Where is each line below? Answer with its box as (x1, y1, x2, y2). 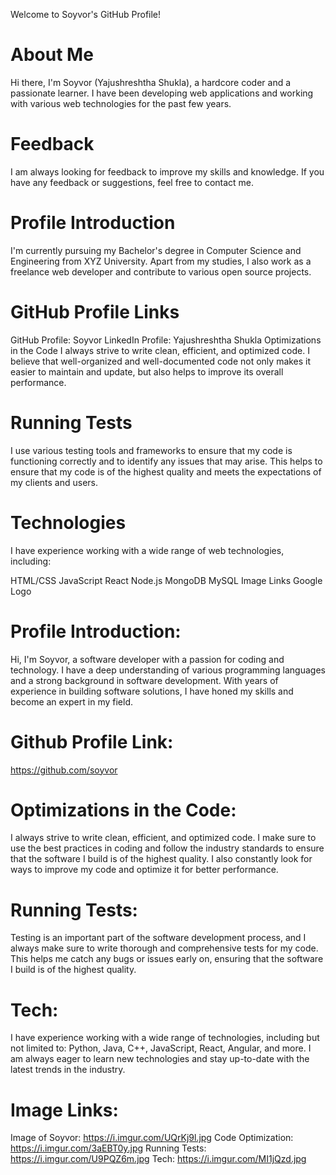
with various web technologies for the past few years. (10, 97, 232, 109)
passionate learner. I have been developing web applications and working (10, 87, 314, 99)
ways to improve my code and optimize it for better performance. (10, 864, 279, 876)
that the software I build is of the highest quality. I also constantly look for (10, 853, 313, 865)
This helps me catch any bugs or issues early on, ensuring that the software (10, 953, 324, 965)
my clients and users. (10, 476, 99, 488)
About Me (10, 44, 94, 66)
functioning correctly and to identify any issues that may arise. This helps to (10, 455, 323, 467)
